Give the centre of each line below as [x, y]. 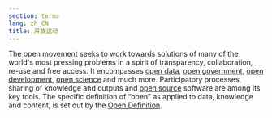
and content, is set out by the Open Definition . [85, 105]
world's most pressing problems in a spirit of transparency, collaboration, [131, 62]
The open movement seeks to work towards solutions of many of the [123, 54]
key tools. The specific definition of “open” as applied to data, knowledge [131, 97]
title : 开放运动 [33, 31]
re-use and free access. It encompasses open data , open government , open [136, 71]
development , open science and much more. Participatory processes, [125, 80]
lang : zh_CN [28, 23]
